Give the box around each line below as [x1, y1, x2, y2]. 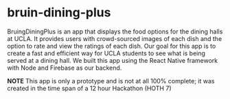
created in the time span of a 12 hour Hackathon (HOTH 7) [7, 84, 172, 92]
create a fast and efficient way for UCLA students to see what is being [7, 49, 206, 57]
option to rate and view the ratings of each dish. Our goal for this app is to [7, 42, 216, 50]
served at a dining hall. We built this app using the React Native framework [7, 56, 218, 64]
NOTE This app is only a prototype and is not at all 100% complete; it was [7, 76, 215, 85]
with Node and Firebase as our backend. [7, 63, 122, 72]
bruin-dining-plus [7, 5, 111, 20]
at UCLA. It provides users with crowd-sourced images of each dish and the [7, 34, 222, 42]
